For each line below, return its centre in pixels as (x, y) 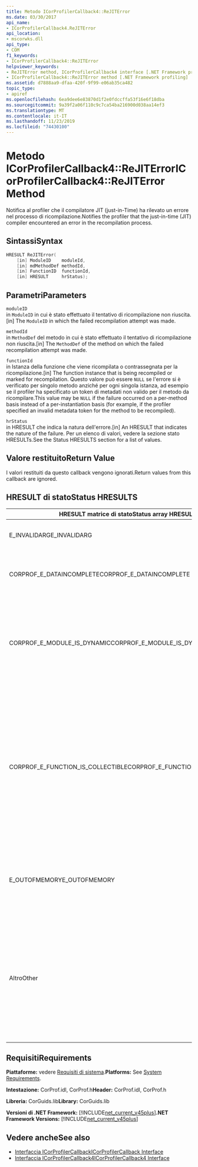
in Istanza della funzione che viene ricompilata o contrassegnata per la (92, 366)
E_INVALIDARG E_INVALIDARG (51, 535)
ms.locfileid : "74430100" (38, 127)
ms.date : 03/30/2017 (32, 17)
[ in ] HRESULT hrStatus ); (52, 277)
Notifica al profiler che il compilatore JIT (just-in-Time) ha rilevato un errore (98, 210)
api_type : (18, 45)
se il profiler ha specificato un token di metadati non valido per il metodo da (98, 392)
